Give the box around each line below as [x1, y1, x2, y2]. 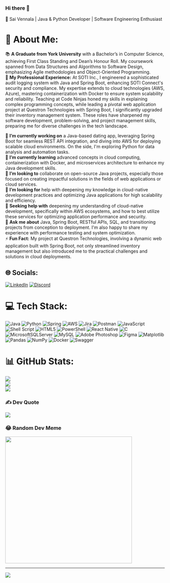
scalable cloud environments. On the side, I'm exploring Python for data [5, 144, 155, 150]
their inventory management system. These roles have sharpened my [5, 112, 150, 118]
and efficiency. [5, 197, 36, 203]
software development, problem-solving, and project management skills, [5, 118, 157, 124]
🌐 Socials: [5, 268, 38, 277]
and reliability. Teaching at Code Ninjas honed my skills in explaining [5, 96, 148, 102]
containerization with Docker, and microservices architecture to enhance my [5, 160, 164, 166]
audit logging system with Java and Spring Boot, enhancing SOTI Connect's [5, 80, 163, 86]
